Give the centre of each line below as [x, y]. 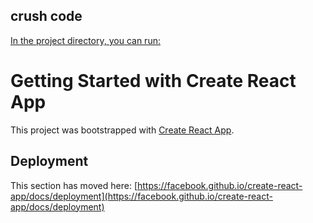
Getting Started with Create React [153, 81]
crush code [46, 16]
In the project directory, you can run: [85, 40]
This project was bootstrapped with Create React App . [122, 130]
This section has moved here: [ [74, 185]
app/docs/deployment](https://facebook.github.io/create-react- [141, 196]
